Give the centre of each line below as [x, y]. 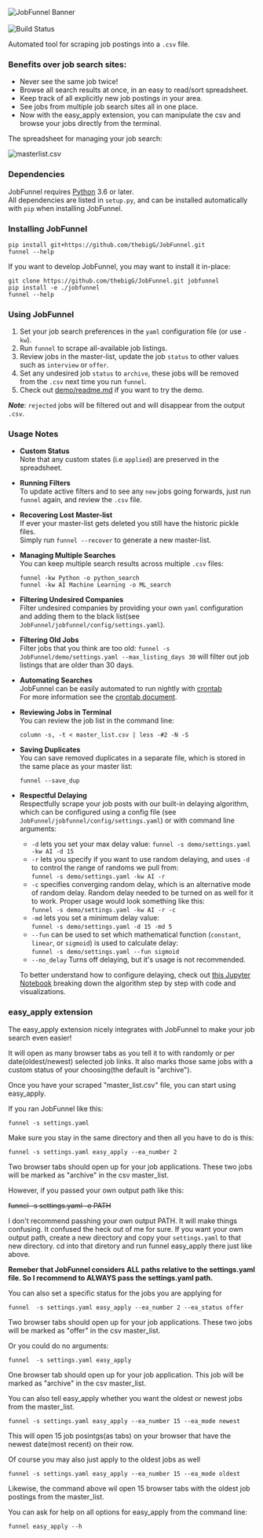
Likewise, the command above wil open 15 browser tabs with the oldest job [129, 1488]
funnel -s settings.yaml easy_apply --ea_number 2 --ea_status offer [126, 1307]
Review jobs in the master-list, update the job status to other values [129, 357]
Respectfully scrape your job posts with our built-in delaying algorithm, [134, 804]
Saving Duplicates [50, 750]
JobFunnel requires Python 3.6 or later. [71, 191]
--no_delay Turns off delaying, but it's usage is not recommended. [138, 959]
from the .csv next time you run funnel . [83, 382]
